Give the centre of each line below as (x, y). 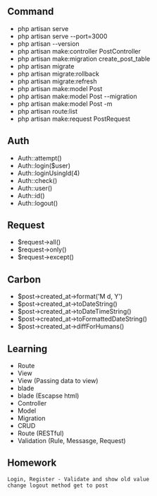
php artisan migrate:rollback (58, 73)
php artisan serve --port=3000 (62, 36)
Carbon (24, 279)
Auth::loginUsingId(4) (49, 173)
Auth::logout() (38, 203)
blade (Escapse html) (48, 396)
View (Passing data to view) (58, 381)
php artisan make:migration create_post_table (84, 59)
